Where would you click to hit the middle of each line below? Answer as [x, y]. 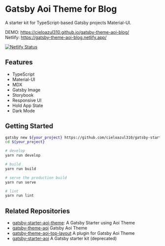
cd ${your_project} [25, 142]
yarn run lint [20, 196]
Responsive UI [27, 100]
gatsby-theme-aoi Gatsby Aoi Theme [50, 228]
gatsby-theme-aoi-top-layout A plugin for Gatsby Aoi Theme [73, 233]
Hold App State [27, 105]
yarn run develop [23, 156]
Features [19, 62]
